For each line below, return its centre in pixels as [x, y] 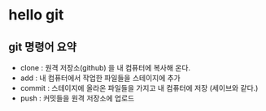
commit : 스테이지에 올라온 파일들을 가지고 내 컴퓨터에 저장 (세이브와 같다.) [139, 88]
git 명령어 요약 [43, 47]
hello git [36, 15]
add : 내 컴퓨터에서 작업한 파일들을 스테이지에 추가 [100, 78]
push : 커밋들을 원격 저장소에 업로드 [77, 98]
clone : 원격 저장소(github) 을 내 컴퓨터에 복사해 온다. [105, 68]
